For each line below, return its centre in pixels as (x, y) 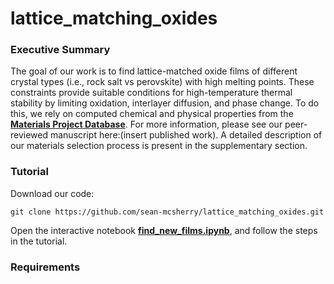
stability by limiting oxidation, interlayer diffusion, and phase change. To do (165, 103)
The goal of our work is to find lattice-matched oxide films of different (154, 71)
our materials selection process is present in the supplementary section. (159, 146)
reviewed (29, 135)
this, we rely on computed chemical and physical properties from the (152, 114)
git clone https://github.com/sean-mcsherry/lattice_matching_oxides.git (167, 212)
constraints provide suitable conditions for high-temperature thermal (151, 93)
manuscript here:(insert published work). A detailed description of (186, 135)
